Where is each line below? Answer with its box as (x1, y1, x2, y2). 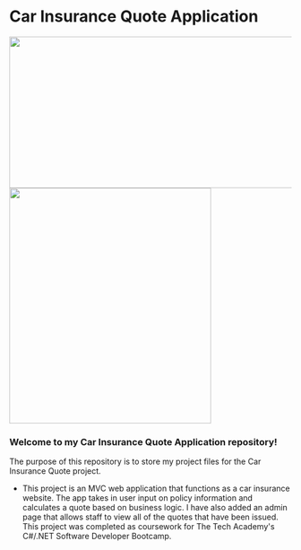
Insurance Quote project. (9, 466, 101, 476)
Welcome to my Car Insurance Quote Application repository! (9, 435, 278, 448)
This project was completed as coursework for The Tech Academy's (21, 521, 275, 532)
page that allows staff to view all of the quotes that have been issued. (21, 511, 279, 522)
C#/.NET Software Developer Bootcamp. (21, 531, 172, 542)
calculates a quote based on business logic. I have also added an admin (21, 502, 288, 513)
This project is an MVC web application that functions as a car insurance (21, 483, 290, 494)
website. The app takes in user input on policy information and (21, 493, 254, 503)
